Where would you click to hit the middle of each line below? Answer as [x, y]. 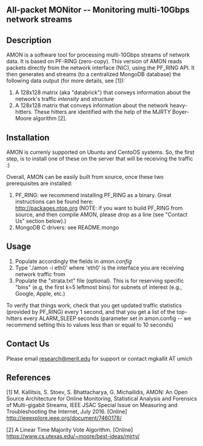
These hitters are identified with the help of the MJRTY [103, 112]
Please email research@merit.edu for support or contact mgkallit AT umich [99, 358]
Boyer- [181, 112]
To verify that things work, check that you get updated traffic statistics [94, 305]
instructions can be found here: [54, 202]
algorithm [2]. [50, 119]
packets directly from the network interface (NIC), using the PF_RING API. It [101, 68]
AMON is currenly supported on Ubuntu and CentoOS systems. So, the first [101, 152]
